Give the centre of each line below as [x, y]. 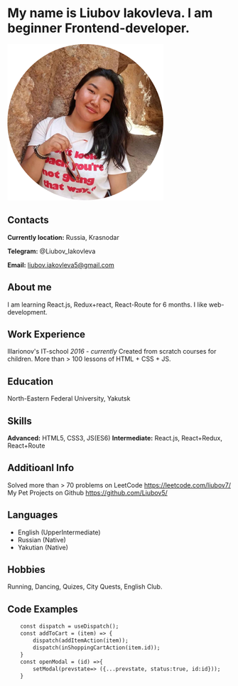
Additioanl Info [41, 468]
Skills [20, 421]
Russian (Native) [42, 539]
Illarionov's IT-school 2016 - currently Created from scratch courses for [112, 352]
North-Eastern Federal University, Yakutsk [69, 399]
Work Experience [47, 334]
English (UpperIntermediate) [59, 532]
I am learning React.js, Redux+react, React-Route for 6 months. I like [107, 305]
